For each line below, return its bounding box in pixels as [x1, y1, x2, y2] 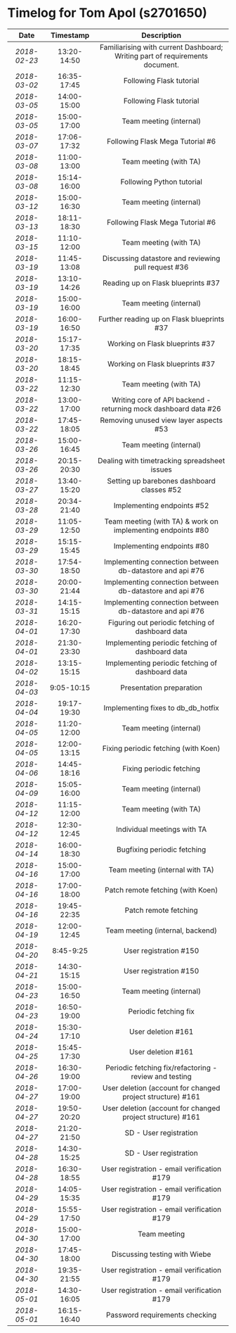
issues [150, 465, 172, 474]
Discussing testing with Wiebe [111, 1249, 211, 1259]
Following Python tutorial [120, 177, 202, 187]
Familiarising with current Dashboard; [99, 42, 223, 52]
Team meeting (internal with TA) [108, 864, 214, 874]
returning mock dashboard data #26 [101, 403, 221, 413]
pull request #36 [133, 262, 189, 272]
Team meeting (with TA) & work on [104, 516, 219, 526]
